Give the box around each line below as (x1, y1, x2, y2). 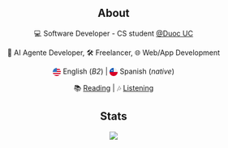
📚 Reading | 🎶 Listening (73, 82, 154, 92)
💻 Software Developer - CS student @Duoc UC (33, 28, 194, 38)
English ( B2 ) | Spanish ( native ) (62, 66, 174, 76)
